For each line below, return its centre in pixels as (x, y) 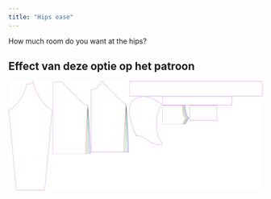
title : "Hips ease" (41, 17)
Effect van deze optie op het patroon (102, 66)
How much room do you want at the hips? (78, 41)
